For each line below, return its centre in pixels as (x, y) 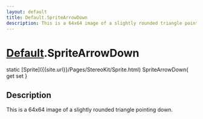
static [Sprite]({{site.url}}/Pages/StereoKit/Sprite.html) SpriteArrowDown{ (98, 69)
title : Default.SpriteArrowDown (47, 18)
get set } (17, 76)
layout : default (27, 12)
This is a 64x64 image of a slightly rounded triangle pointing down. (90, 110)
